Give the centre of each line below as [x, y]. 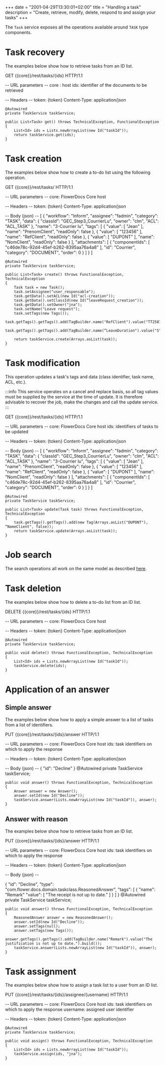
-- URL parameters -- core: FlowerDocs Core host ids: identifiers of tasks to [82, 426]
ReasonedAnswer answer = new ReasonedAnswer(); [63, 918]
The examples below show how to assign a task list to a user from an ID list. [82, 985]
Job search [28, 555]
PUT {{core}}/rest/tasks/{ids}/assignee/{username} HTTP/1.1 [67, 995]
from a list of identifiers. [29, 725]
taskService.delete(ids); [41, 665]
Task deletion [33, 588]
